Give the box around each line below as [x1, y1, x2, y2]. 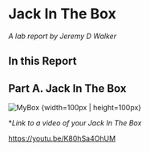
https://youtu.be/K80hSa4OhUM [8, 133, 116, 144]
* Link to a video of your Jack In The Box [8, 118, 142, 128]
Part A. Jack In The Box [8, 81, 127, 95]
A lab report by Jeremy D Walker [8, 31, 117, 41]
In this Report [8, 54, 77, 68]
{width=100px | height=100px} [41, 103, 142, 113]
